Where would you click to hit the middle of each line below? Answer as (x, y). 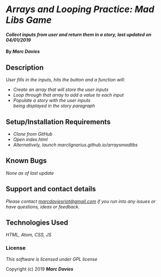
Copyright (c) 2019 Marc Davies (40, 269)
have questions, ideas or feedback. (43, 206)
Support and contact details (51, 189)
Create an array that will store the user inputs (61, 89)
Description (25, 67)
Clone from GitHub (33, 134)
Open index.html (30, 139)
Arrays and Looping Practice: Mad (80, 9)
